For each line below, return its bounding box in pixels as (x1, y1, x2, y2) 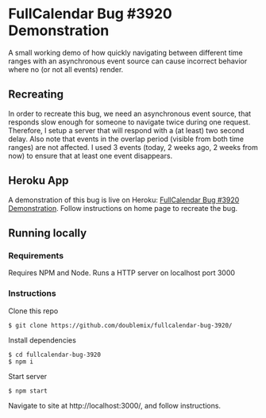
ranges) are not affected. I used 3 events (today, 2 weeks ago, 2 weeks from (8, 142, 258, 151)
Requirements (8, 250, 64, 261)
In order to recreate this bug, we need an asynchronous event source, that (8, 109, 252, 118)
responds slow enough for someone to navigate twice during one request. (8, 117, 251, 127)
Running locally (8, 226, 87, 240)
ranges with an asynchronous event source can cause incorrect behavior (8, 56, 248, 66)
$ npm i (8, 358, 34, 366)
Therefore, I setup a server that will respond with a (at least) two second (8, 125, 245, 135)
